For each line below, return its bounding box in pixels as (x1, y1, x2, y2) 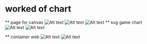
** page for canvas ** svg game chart (5, 19, 143, 25)
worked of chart (5, 3, 72, 15)
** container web (5, 34, 40, 40)
